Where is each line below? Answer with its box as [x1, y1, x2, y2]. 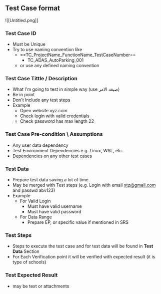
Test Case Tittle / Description [5, 75, 77, 82]
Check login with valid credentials [19, 113, 90, 119]
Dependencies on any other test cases [12, 153, 92, 159]
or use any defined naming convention [19, 63, 99, 69]
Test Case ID [5, 30, 36, 37]
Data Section [12, 248, 40, 254]
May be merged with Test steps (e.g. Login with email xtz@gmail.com [12, 182, 156, 188]
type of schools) [12, 259, 46, 265]
